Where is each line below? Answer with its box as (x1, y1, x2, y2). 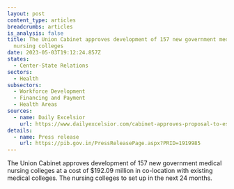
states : (7, 56, 30, 63)
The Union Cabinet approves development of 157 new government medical (7, 159, 222, 167)
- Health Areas (13, 101, 58, 108)
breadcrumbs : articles (7, 23, 73, 30)
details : (7, 127, 33, 134)
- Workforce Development (13, 88, 86, 95)
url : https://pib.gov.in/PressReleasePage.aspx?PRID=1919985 (19, 140, 201, 147)
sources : (7, 107, 33, 114)
